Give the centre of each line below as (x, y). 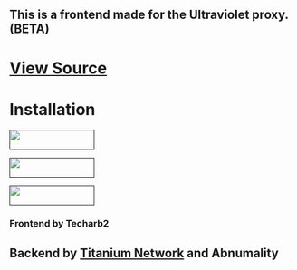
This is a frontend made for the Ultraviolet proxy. (149, 15)
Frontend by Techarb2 (59, 224)
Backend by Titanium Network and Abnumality (144, 253)
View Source (58, 68)
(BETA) (29, 29)
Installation (53, 109)
